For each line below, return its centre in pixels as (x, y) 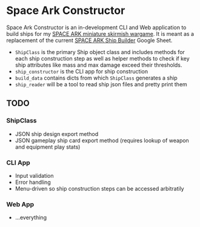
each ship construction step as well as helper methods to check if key (102, 58)
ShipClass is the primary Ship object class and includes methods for (100, 52)
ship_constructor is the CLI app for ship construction (82, 71)
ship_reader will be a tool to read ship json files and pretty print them (101, 84)
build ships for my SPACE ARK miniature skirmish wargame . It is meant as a (100, 33)
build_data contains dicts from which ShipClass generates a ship (96, 78)
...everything (31, 218)
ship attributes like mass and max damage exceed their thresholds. (98, 65)
